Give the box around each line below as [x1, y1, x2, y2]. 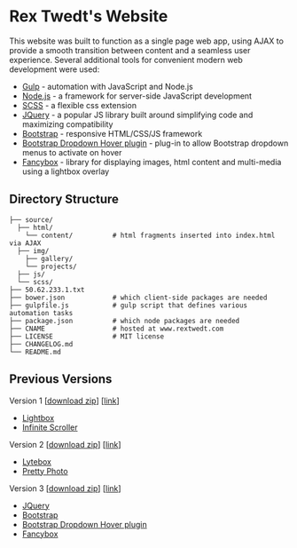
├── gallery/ [25, 254, 74, 263]
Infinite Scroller [21, 422, 78, 433]
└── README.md [9, 347, 62, 356]
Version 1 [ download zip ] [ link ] [9, 395, 120, 406]
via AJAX [9, 238, 42, 248]
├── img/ [17, 246, 50, 255]
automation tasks [9, 308, 74, 317]
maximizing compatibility [21, 118, 113, 130]
